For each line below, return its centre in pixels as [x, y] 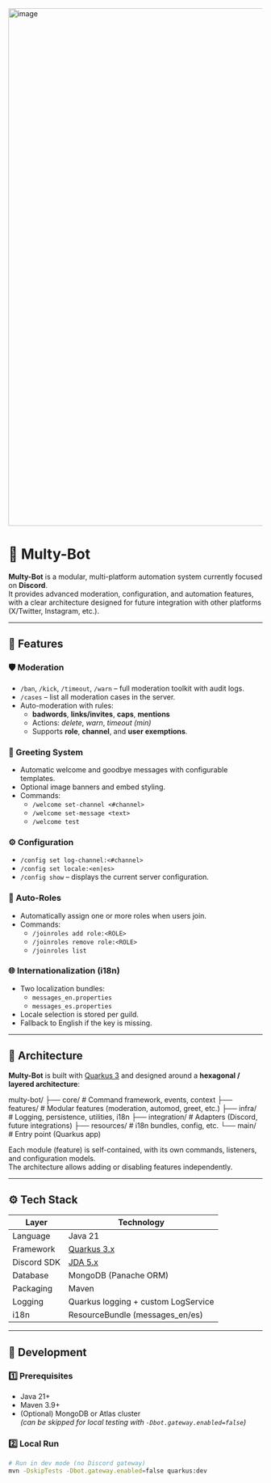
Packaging [33, 1289]
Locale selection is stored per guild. [79, 1014]
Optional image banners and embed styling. [93, 787]
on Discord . [28, 585]
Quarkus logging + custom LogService [141, 1302]
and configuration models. [52, 1158]
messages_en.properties [72, 998]
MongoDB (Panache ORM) [119, 1275]
